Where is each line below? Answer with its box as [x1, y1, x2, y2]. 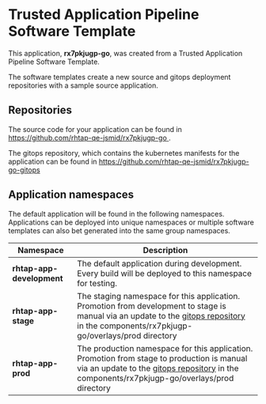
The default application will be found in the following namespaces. [8, 209, 225, 218]
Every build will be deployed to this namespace [77, 267, 252, 278]
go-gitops [8, 164, 41, 175]
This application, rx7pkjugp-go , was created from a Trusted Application [8, 48, 243, 58]
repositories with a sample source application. [8, 81, 158, 90]
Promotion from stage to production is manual [77, 353, 248, 364]
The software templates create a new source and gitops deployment [8, 72, 231, 81]
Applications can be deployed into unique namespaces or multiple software [8, 217, 255, 227]
